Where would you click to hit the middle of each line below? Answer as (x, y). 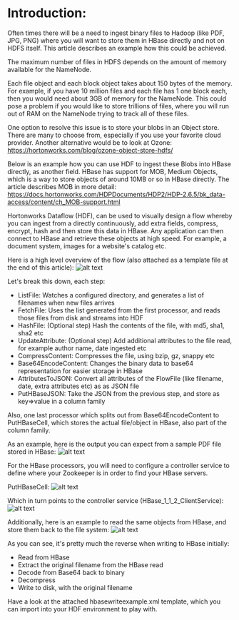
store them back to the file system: (59, 529)
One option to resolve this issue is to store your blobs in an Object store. (113, 127)
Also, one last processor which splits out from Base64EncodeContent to (113, 415)
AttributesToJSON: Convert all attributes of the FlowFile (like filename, (121, 378)
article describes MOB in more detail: (62, 186)
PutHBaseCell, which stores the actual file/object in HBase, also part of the (117, 422)
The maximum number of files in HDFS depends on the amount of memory (117, 61)
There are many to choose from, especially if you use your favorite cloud (114, 135)
